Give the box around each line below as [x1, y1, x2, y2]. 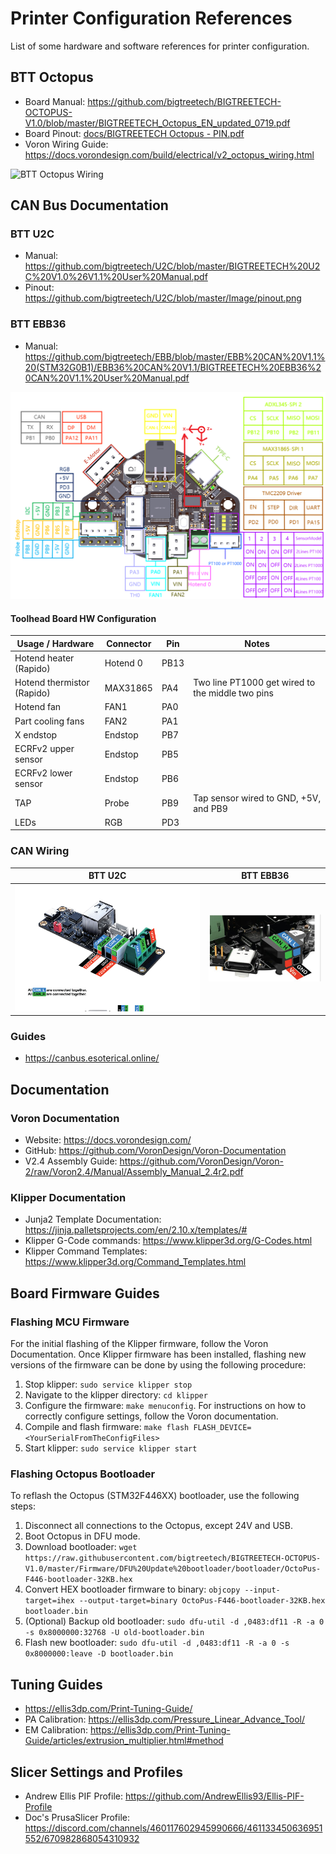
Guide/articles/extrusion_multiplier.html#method [24, 1735, 224, 1747]
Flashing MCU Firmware [10, 1315, 130, 1329]
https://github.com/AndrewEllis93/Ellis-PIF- [124, 1790, 305, 1802]
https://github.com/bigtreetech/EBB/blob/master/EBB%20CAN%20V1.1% [24, 350, 326, 362]
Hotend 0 [104, 657, 143, 669]
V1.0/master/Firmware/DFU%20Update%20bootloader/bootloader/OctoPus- [24, 1564, 322, 1574]
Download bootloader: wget [24, 1541, 138, 1553]
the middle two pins [193, 687, 274, 699]
